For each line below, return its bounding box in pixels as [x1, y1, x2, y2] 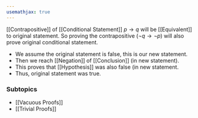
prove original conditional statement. [6, 38, 99, 46]
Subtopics [6, 85, 38, 93]
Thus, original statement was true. [15, 69, 102, 77]
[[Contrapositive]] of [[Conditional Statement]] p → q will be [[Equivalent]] [6, 26, 193, 33]
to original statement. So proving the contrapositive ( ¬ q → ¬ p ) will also [6, 32, 185, 40]
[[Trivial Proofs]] [15, 105, 57, 113]
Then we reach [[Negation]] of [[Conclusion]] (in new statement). [15, 57, 180, 64]
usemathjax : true [6, 9, 51, 15]
